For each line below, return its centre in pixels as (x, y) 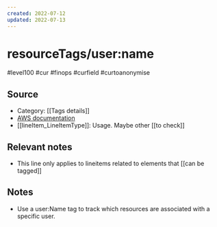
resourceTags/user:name (80, 54)
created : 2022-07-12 (37, 13)
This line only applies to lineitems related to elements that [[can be (111, 164)
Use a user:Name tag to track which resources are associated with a (113, 208)
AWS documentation (46, 118)
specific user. (36, 216)
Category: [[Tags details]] (53, 111)
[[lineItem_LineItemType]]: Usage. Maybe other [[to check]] (101, 126)
